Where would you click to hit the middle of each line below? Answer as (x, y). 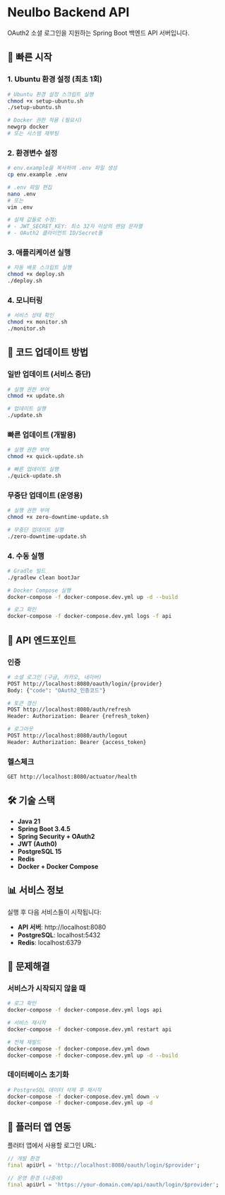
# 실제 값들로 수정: (32, 220)
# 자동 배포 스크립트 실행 (39, 268)
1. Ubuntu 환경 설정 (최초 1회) (55, 79)
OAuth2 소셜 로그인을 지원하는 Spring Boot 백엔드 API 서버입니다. (99, 33)
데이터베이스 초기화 (38, 1075)
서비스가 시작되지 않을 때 (47, 988)
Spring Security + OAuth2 (56, 836)
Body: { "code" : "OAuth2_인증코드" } (56, 690)
